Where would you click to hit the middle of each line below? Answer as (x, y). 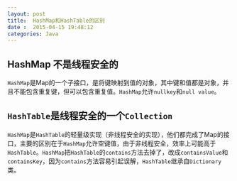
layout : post (27, 14)
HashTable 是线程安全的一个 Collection (90, 116)
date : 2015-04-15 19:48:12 (50, 27)
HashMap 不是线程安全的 (63, 64)
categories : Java (33, 34)
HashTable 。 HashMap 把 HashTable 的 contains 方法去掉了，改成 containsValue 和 (118, 152)
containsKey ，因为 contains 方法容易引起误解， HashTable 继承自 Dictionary (115, 161)
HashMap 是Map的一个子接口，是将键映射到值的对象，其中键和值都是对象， (115, 83)
